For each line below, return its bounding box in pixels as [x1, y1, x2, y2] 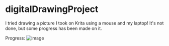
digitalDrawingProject [5, 3, 99, 15]
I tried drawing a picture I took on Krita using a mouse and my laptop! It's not [5, 20, 164, 26]
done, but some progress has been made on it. [5, 25, 102, 31]
